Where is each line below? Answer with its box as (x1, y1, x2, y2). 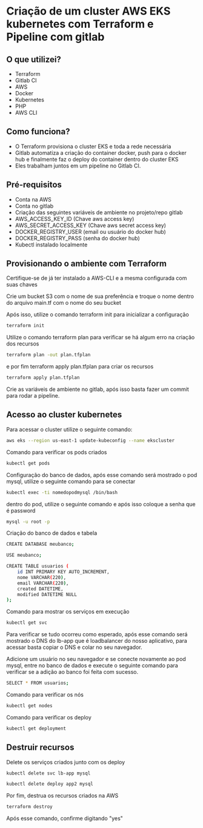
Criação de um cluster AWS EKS (6, 4, 171, 18)
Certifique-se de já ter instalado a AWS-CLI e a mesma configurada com (6, 274, 187, 282)
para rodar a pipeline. (6, 392, 60, 399)
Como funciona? (6, 126, 70, 137)
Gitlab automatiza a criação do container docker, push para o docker (15, 149, 187, 156)
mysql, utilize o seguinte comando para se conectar (6, 478, 136, 485)
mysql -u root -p (6, 518, 50, 524)
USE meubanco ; (6, 552, 42, 558)
